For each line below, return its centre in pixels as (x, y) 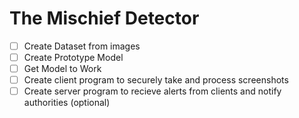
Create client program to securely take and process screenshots (156, 80)
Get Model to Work (62, 69)
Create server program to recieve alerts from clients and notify (152, 91)
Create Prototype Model (73, 57)
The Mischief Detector (104, 18)
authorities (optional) (67, 103)
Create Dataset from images (82, 46)
